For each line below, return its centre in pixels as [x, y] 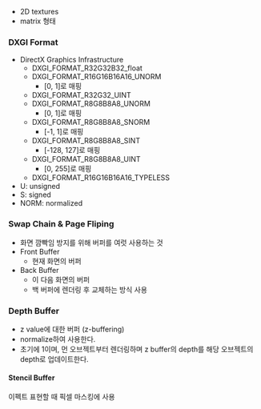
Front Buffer [40, 251]
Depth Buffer [34, 311]
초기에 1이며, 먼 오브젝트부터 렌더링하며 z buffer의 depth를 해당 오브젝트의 [137, 349]
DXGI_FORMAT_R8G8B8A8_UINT [86, 159]
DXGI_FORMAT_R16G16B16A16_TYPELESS [101, 178]
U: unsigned [40, 186]
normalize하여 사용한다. [58, 339]
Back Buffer [39, 270]
